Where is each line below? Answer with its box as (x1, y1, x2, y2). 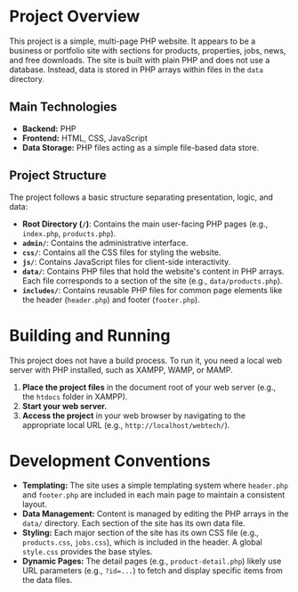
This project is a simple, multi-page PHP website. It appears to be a (9, 36, 256, 46)
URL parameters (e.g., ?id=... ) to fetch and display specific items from (21, 565, 283, 576)
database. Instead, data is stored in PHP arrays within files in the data (9, 64, 264, 75)
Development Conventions (9, 450, 211, 471)
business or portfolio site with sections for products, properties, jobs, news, (9, 45, 286, 55)
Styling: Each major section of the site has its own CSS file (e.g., (21, 528, 260, 539)
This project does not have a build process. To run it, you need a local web (9, 355, 283, 366)
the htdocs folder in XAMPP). (21, 391, 128, 402)
